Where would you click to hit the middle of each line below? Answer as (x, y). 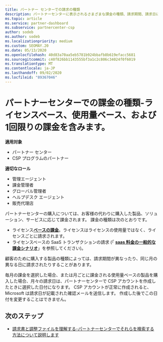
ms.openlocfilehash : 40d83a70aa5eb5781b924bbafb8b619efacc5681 (70, 55)
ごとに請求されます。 (46, 236)
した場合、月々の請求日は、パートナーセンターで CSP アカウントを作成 (80, 281)
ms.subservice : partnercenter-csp (40, 28)
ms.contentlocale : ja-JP (30, 69)
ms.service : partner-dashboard (37, 23)
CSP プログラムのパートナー (40, 158)
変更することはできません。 (41, 299)
